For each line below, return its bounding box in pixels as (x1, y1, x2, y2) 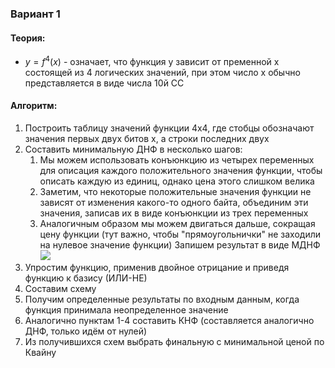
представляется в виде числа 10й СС (24, 77, 185, 89)
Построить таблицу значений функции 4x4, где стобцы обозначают (24, 122, 315, 134)
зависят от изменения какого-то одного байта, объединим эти (39, 196, 309, 208)
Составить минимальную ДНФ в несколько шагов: (24, 143, 243, 155)
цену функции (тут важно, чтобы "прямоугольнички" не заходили (39, 228, 322, 240)
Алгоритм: (10, 100, 58, 112)
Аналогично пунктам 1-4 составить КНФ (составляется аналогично (24, 314, 315, 326)
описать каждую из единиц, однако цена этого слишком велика (39, 175, 315, 187)
